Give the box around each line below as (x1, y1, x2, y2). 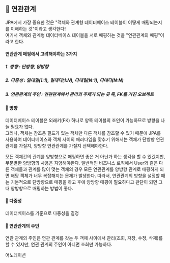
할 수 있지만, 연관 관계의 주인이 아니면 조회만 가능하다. (5, 241, 112, 248)
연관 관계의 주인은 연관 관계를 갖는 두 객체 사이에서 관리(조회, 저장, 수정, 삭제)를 (5, 235, 163, 241)
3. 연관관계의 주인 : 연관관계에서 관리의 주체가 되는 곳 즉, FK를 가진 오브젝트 (5, 91, 154, 97)
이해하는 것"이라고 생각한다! (10, 25, 66, 32)
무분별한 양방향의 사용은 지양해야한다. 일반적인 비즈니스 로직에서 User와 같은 (5, 160, 158, 166)
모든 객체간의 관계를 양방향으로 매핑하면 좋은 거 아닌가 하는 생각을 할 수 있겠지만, (5, 153, 165, 159)
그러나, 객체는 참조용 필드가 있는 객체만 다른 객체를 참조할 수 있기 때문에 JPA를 (5, 130, 161, 136)
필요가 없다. (10, 124, 34, 130)
